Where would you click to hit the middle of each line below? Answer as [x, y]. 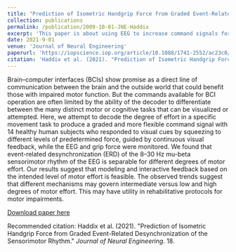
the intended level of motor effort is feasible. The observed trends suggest [115, 176]
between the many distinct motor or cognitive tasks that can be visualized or [118, 109]
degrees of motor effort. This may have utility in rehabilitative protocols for [115, 191]
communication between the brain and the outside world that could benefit [116, 87]
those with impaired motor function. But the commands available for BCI [112, 94]
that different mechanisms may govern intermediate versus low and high [112, 184]
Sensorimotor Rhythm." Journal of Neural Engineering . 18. [91, 241]
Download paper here [39, 212]
